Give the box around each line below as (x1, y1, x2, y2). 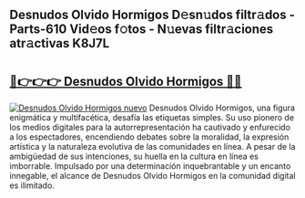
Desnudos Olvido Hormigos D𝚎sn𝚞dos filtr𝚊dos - (9, 7, 296, 23)
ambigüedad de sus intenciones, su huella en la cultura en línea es (9, 151, 259, 162)
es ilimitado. (9, 180, 55, 191)
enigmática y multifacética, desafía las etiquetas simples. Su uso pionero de (9, 112, 294, 122)
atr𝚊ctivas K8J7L (9, 36, 110, 51)
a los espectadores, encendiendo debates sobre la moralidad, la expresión (9, 131, 290, 142)
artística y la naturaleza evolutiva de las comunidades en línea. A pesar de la (9, 141, 296, 151)
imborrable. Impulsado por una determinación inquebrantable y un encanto (9, 161, 291, 172)
